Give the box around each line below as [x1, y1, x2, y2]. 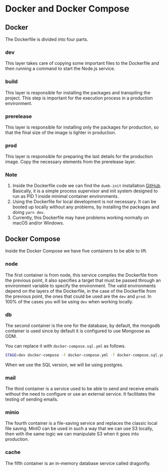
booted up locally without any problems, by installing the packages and [12, 204, 159, 210]
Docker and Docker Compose [5, 3, 129, 15]
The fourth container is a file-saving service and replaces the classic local [5, 420, 157, 426]
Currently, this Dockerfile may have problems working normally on [12, 214, 149, 221]
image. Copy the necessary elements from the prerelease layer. [5, 159, 136, 165]
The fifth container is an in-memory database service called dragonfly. [5, 460, 151, 466]
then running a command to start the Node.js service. [5, 66, 115, 72]
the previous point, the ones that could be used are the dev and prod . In [5, 293, 151, 299]
